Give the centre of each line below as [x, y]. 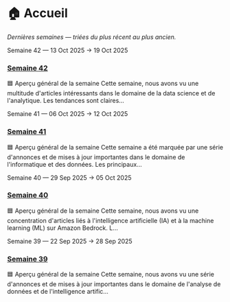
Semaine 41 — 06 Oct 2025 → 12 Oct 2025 [68, 114]
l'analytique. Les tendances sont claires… [66, 101]
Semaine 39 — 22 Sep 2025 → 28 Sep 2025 [70, 241]
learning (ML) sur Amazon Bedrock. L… [62, 228]
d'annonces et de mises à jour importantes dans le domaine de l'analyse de [114, 284]
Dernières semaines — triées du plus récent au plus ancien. [92, 37]
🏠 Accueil [38, 13]
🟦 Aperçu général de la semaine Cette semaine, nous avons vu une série [111, 275]
